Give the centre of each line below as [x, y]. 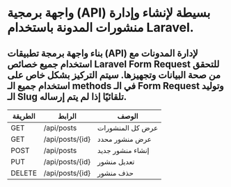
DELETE [24, 173]
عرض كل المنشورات [128, 128]
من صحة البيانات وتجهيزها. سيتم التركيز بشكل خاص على [114, 75]
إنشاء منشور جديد [123, 151]
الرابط [67, 116]
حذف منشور [115, 173]
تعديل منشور [116, 162]
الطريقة [24, 116]
